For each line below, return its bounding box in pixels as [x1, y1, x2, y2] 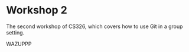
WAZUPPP [6, 40, 32, 47]
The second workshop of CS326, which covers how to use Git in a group [6, 23, 183, 30]
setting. [6, 29, 25, 36]
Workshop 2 [6, 4, 68, 17]
